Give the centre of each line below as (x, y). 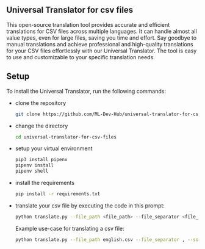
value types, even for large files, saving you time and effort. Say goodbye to (102, 38)
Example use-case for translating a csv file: (70, 228)
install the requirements (45, 183)
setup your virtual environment (54, 148)
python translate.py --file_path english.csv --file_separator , (100, 240)
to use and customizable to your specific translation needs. (81, 57)
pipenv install (34, 165)
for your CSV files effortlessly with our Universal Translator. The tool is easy (102, 51)
